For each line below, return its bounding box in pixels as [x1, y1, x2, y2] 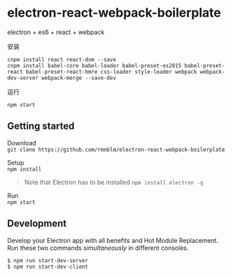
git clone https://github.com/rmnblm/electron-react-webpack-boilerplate [7, 146, 226, 153]
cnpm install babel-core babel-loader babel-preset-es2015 [7, 62, 182, 69]
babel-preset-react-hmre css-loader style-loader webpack [25, 68, 197, 75]
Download [7, 138, 37, 147]
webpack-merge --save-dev [41, 74, 117, 81]
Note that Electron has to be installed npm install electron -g [24, 177, 204, 186]
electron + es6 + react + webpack [7, 28, 105, 36]
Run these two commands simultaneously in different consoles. [7, 244, 189, 252]
